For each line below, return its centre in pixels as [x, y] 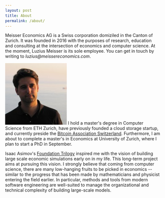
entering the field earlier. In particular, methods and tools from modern [77, 180]
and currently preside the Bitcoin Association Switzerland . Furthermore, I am [82, 133]
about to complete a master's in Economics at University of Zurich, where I [81, 139]
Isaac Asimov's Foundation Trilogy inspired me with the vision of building [79, 154]
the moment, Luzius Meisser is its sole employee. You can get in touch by [80, 51]
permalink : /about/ [25, 21]
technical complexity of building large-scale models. [58, 190]
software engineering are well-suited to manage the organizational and [77, 185]
